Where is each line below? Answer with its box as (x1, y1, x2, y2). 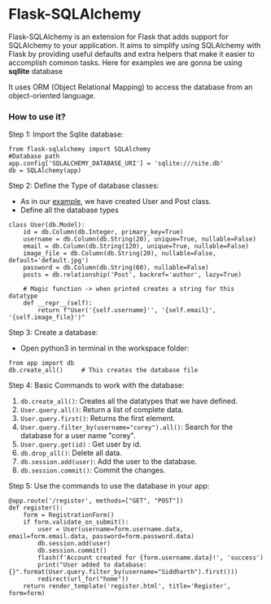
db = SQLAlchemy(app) (8, 167, 82, 175)
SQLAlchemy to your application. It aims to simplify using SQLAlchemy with (8, 40, 261, 50)
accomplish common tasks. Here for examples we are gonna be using (8, 58, 243, 67)
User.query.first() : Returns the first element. (20, 414, 176, 424)
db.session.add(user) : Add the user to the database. (20, 457, 198, 467)
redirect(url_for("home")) (37, 575, 129, 584)
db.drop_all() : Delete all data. (20, 448, 122, 458)
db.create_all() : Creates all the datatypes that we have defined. (20, 396, 238, 406)
